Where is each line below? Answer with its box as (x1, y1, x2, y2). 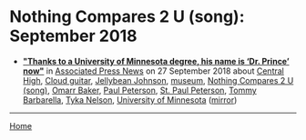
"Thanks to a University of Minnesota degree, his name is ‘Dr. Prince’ (22, 55, 290, 66)
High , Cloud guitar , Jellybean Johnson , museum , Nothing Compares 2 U (22, 75, 294, 85)
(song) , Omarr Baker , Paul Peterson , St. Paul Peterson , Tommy (22, 85, 257, 95)
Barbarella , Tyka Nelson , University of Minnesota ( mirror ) (22, 94, 238, 105)
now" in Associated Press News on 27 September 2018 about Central (22, 65, 284, 76)
